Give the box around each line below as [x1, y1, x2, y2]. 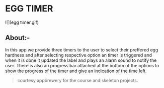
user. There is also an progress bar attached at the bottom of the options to [5, 62, 159, 68]
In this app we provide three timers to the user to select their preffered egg [5, 46, 158, 52]
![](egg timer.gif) [5, 19, 39, 25]
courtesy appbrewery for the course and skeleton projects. [17, 77, 138, 83]
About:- [5, 34, 30, 42]
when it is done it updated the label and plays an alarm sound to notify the [5, 57, 157, 63]
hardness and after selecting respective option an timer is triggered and [5, 52, 152, 58]
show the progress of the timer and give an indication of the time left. [5, 68, 147, 74]
